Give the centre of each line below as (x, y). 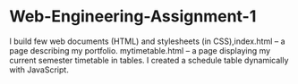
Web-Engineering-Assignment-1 (133, 17)
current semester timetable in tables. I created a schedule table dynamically (149, 60)
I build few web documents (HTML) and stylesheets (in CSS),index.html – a (147, 41)
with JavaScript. (39, 70)
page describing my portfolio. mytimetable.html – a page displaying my (140, 50)
